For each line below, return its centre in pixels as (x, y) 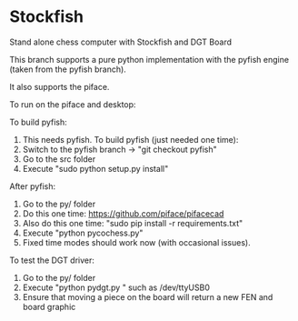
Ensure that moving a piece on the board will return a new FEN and (148, 296)
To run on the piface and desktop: (73, 104)
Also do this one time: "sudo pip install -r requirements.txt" (133, 223)
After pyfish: (33, 186)
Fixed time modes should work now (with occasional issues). (137, 242)
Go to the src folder (59, 159)
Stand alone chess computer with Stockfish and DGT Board (121, 42)
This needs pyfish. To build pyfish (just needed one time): (130, 139)
